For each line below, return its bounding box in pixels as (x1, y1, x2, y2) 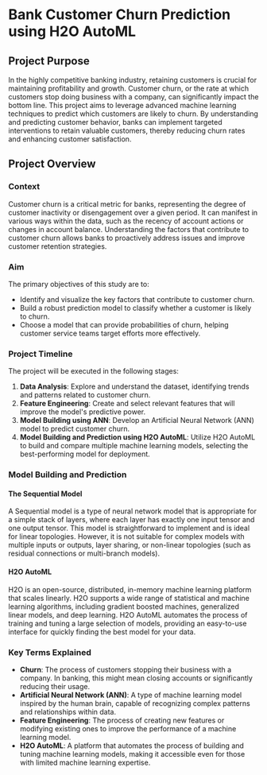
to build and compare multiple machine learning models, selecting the (19, 441, 249, 451)
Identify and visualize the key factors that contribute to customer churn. (19, 294, 255, 304)
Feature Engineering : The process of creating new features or (19, 715, 225, 725)
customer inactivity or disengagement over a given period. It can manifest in (8, 207, 258, 217)
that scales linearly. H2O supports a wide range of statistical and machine (8, 593, 250, 603)
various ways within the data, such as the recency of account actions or (8, 216, 244, 226)
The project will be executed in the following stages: (8, 366, 179, 376)
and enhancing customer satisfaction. (8, 134, 132, 144)
